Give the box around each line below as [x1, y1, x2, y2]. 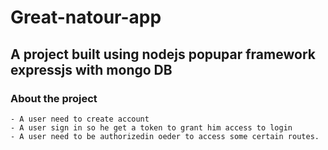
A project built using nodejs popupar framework [10, 46, 316, 63]
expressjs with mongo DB [10, 61, 173, 78]
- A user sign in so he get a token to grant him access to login [10, 122, 293, 133]
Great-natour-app [10, 6, 162, 29]
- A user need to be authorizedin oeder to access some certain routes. [10, 131, 320, 141]
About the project [10, 91, 98, 105]
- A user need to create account [10, 114, 150, 124]
